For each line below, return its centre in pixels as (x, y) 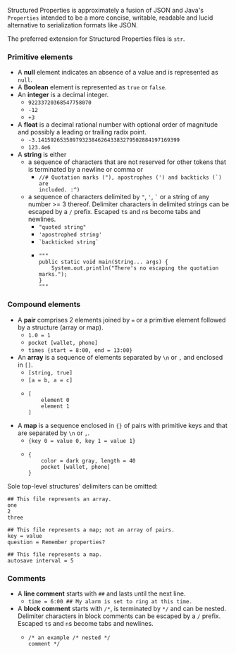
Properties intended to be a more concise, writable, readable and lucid (110, 18)
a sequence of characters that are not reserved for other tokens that (127, 162)
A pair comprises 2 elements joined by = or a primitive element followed (122, 320)
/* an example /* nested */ (69, 637)
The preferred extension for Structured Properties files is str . (96, 39)
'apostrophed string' (70, 235)
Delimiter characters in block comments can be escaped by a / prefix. (119, 616)
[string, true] (50, 372)
